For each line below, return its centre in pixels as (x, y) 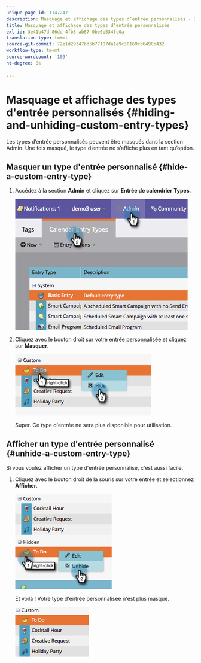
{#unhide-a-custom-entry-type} (68, 453)
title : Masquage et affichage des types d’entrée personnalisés (88, 25)
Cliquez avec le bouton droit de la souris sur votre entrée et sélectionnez (104, 479)
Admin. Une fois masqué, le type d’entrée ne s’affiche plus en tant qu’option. (100, 148)
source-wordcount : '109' (37, 57)
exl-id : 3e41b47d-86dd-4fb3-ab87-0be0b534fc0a (65, 32)
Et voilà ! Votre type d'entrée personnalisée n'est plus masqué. (92, 599)
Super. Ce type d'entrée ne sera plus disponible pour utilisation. (93, 425)
